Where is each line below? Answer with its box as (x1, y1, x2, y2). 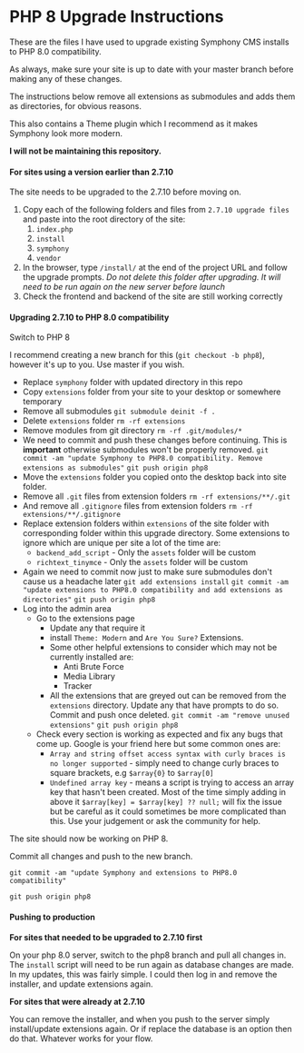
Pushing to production (9, 911, 95, 922)
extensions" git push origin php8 (49, 720, 179, 730)
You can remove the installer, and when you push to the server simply (9, 1013, 270, 1024)
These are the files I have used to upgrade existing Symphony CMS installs (9, 36, 289, 47)
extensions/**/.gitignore (22, 511, 121, 520)
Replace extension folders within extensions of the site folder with (22, 518, 270, 529)
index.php (35, 225, 74, 234)
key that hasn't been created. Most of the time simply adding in (49, 787, 287, 798)
